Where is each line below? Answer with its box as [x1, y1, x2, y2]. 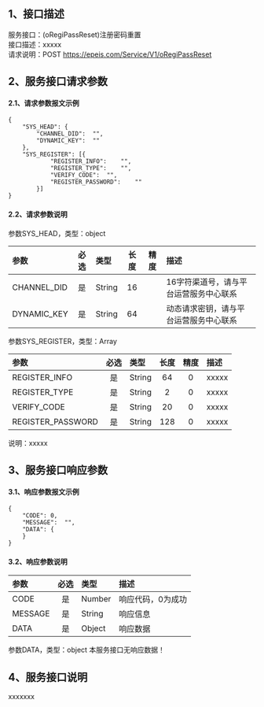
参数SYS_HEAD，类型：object [8, 228, 106, 238]
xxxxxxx [8, 692, 35, 701]
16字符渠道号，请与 [166, 276, 240, 287]
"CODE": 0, [22, 512, 58, 520]
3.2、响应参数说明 [8, 557, 68, 566]
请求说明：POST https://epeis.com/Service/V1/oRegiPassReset [8, 50, 212, 59]
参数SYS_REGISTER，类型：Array [8, 336, 118, 346]
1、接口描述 [8, 7, 65, 21]
